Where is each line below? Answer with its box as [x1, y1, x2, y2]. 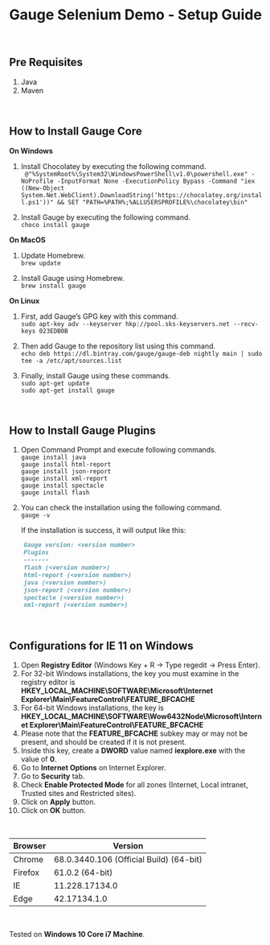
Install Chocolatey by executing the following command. [20, 161, 207, 171]
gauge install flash [20, 489, 90, 497]
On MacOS [9, 235, 47, 245]
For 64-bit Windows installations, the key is [20, 703, 164, 713]
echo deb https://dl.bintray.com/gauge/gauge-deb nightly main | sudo [20, 349, 263, 357]
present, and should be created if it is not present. [20, 737, 187, 747]
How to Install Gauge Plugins [9, 423, 156, 437]
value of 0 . [20, 754, 57, 764]
